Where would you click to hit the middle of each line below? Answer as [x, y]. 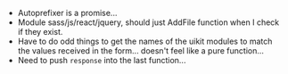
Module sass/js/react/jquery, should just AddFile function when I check [148, 22]
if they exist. [40, 32]
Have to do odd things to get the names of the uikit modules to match [145, 41]
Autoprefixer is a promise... [67, 13]
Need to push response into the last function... [102, 60]
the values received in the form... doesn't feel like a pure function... [141, 51]
